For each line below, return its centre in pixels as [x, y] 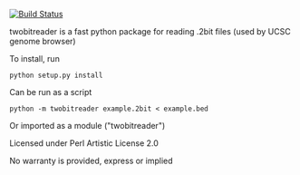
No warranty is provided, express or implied [92, 160]
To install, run [35, 58]
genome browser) [43, 41]
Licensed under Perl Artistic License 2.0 [84, 143]
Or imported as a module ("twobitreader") [87, 126]
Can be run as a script [51, 92]
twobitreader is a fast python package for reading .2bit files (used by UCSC [150, 31]
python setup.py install [56, 75]
